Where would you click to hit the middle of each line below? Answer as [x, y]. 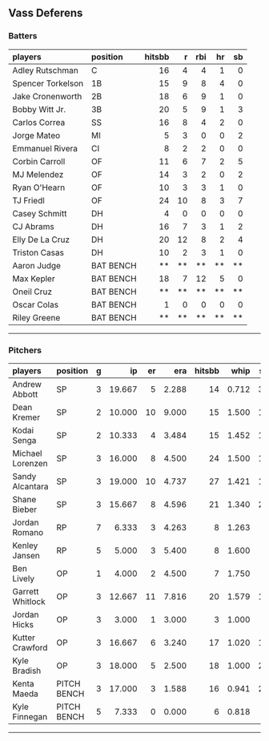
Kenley [25, 546]
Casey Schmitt [40, 213]
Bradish [27, 671]
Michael [27, 453]
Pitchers [25, 350]
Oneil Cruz [32, 292]
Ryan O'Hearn [39, 187]
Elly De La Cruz [41, 240]
